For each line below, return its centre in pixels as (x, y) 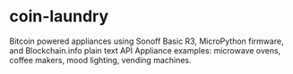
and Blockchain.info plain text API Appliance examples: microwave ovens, (145, 50)
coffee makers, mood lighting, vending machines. (100, 60)
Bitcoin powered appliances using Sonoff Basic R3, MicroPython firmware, (146, 41)
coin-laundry (59, 16)
